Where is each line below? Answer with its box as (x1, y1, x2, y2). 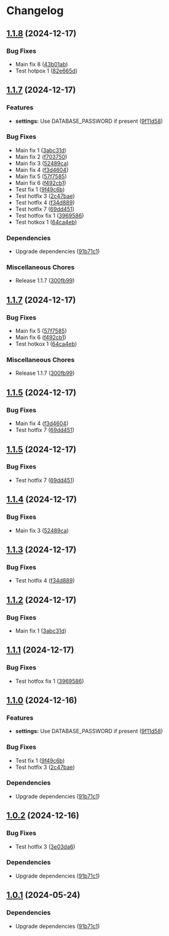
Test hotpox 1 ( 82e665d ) (15, 67, 78, 74)
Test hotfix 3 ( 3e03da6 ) (15, 843, 76, 850)
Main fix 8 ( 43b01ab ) (15, 60, 68, 68)
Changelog (6, 4, 64, 18)
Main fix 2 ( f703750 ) (15, 153, 68, 160)
